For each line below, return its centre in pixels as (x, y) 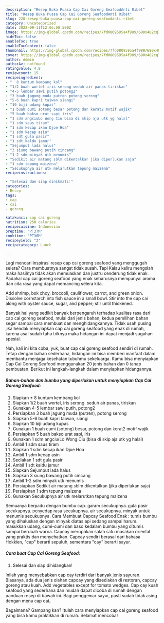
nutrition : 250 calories (31, 222)
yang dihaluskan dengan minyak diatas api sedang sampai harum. (72, 521)
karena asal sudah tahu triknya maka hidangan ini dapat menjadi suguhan (79, 334)
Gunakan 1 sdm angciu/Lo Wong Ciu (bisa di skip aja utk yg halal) (78, 439)
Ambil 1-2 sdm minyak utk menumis (48, 481)
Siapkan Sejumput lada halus (42, 470)
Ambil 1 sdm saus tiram (36, 444)
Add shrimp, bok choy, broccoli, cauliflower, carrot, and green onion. (74, 293)
